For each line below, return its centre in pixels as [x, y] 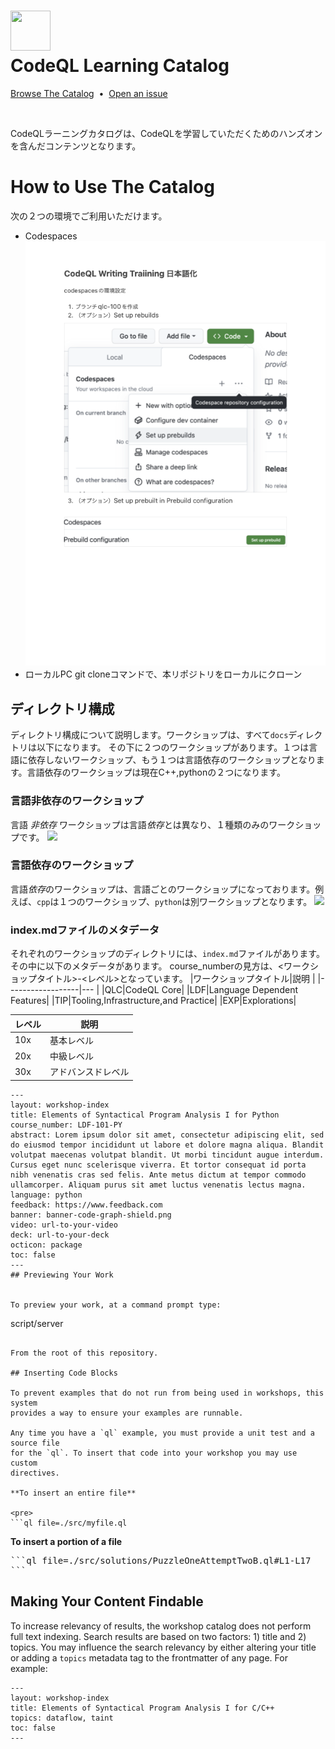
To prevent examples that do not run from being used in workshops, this [167, 1393]
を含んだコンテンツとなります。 [76, 146]
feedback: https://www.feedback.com [86, 1205]
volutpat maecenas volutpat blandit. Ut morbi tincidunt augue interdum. [167, 1155]
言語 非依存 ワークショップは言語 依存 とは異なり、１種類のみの [140, 824]
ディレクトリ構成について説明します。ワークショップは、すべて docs [149, 735]
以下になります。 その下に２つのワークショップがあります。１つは [173, 747]
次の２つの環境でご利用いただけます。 [89, 216]
